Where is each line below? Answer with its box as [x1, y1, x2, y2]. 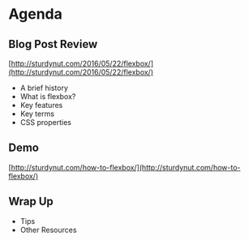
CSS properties [19, 118, 71, 127]
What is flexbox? [19, 92, 76, 101]
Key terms [19, 109, 55, 118]
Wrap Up [8, 195, 54, 209]
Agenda [8, 5, 62, 24]
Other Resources [19, 225, 77, 235]
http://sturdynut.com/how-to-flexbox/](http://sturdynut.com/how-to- [11, 162, 241, 172]
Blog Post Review [8, 37, 98, 51]
